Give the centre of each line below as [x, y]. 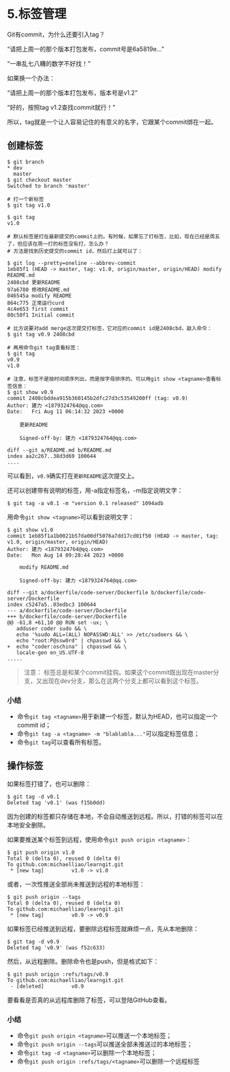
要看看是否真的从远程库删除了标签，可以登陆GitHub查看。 [89, 1000]
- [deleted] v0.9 [47, 986]
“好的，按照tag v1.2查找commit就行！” [61, 107]
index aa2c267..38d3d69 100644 [52, 456]
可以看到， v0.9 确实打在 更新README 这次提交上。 [73, 476]
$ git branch [26, 162]
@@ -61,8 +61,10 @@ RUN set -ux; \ [58, 622]
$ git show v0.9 [30, 392]
